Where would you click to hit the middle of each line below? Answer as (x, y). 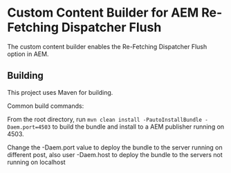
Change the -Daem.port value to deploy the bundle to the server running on (115, 147)
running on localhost (36, 162)
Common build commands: (46, 106)
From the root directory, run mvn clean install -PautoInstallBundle (105, 119)
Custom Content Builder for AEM (103, 13)
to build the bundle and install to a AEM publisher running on (138, 127)
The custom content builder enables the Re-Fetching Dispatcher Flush (107, 46)
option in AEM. (28, 54)
